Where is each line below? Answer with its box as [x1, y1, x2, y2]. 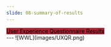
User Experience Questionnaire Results [6, 27, 105, 35]
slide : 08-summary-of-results [6, 10, 84, 16]
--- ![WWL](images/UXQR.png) [6, 34, 85, 41]
